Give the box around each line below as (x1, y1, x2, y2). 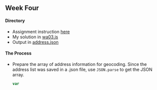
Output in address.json (12, 39, 59, 45)
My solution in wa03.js (12, 34, 58, 40)
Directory (5, 17, 25, 24)
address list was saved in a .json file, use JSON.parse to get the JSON (12, 66, 153, 72)
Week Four (5, 4, 39, 12)
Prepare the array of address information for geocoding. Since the (12, 61, 147, 67)
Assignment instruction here (12, 29, 70, 34)
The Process (5, 50, 32, 56)
